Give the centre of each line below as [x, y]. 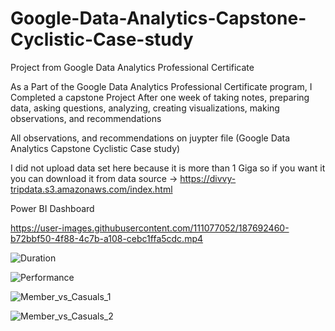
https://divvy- [208, 178]
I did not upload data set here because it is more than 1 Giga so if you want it [168, 168]
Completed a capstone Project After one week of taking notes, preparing [160, 97]
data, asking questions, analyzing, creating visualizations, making [145, 108]
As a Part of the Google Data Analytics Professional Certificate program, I [161, 86]
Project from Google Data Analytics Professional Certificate [132, 67]
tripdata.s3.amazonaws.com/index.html [91, 189]
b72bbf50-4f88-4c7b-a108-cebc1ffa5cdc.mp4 [107, 238]
